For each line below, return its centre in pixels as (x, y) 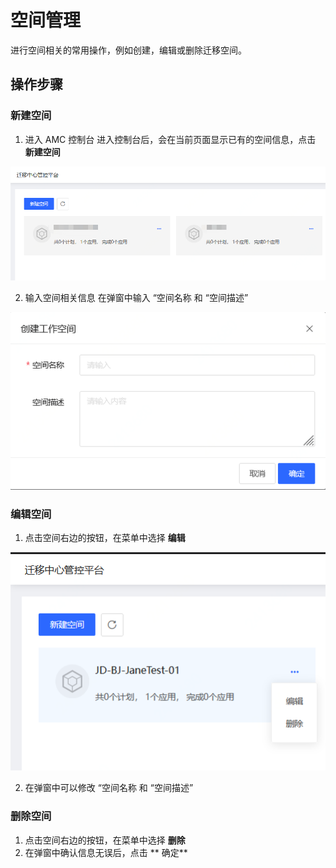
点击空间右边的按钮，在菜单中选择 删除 (105, 840)
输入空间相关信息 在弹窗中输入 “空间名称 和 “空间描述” (136, 297)
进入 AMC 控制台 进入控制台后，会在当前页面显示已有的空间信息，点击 (170, 139)
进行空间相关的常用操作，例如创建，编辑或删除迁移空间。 (128, 50)
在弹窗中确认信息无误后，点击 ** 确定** (106, 852)
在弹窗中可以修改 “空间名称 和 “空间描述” (109, 788)
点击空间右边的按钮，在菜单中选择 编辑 (105, 538)
